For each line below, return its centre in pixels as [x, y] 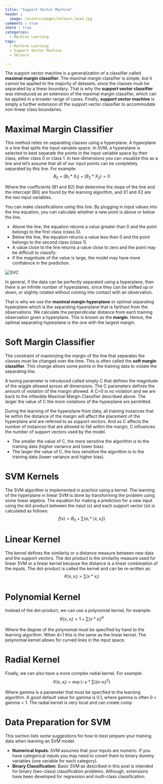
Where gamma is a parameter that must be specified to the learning [73, 692]
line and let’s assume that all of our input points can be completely [71, 164]
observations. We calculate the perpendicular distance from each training [79, 312]
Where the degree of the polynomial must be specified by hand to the [75, 629]
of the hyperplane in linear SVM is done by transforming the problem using [80, 495]
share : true [18, 28]
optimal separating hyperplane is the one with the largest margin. [70, 322]
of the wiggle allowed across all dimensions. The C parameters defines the [80, 386]
